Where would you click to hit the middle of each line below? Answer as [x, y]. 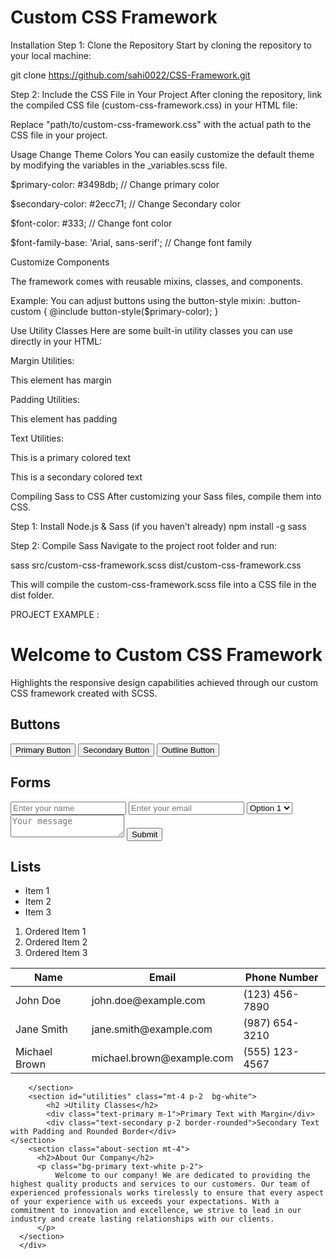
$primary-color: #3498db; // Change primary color [115, 184]
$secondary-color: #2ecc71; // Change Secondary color [125, 203]
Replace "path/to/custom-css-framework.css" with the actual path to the [161, 124]
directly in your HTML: [56, 341]
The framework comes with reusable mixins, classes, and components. [156, 281]
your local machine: [51, 55]
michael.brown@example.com [162, 1058]
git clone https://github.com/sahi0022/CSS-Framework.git [130, 75]
